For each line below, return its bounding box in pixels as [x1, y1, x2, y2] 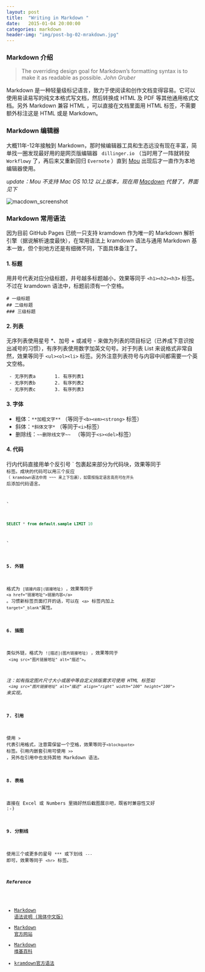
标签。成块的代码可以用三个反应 [6, 468, 75, 474]
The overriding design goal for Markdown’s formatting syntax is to [21, 67, 188, 75]
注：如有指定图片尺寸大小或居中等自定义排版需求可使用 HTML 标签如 [6, 677, 155, 684]
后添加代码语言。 [6, 480, 43, 487]
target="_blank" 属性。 [6, 605, 55, 611]
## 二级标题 [6, 302, 34, 309]
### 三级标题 [6, 309, 36, 315]
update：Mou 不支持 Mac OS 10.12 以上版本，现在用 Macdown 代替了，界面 [6, 177, 199, 185]
